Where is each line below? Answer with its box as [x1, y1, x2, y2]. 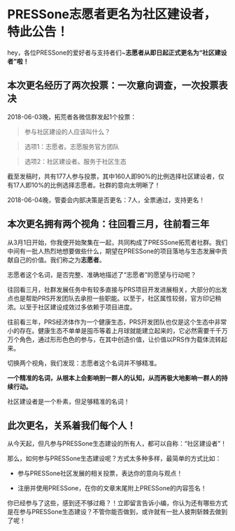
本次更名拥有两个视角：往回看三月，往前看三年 [7, 218, 210, 230]
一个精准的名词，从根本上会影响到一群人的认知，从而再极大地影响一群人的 [7, 374, 222, 382]
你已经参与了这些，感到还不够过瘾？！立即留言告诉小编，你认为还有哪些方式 [7, 499, 228, 507]
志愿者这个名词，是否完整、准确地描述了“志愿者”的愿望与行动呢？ [7, 270, 197, 278]
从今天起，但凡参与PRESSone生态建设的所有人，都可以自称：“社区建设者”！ [7, 439, 227, 448]
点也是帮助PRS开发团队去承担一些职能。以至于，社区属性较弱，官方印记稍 [7, 294, 222, 302]
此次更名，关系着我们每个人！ [7, 419, 136, 431]
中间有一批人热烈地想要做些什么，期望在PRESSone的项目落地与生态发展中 [7, 246, 222, 255]
